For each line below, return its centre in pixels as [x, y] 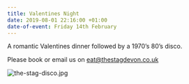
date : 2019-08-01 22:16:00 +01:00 [58, 20]
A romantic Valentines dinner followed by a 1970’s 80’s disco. [95, 47]
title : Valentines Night [43, 14]
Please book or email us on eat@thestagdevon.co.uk [83, 60]
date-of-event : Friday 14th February [62, 26]
